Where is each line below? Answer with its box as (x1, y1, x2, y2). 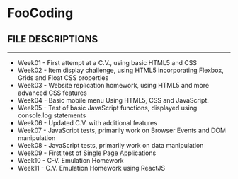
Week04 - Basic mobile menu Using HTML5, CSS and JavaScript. (17, 96, 209, 104)
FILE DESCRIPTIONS (7, 33, 98, 45)
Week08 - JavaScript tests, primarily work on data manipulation (17, 142, 204, 149)
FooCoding (7, 5, 74, 21)
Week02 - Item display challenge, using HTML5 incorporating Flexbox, (17, 66, 225, 74)
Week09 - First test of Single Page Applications (17, 149, 157, 157)
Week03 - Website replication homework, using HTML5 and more (17, 81, 210, 89)
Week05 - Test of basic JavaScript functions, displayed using (17, 104, 198, 112)
